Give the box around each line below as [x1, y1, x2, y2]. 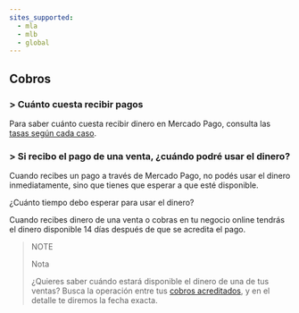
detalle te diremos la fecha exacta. [30, 295, 158, 306]
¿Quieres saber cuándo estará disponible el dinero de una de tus [30, 276, 270, 287]
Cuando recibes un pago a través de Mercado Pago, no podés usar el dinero [9, 171, 291, 182]
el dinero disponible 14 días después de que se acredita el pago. [9, 224, 246, 235]
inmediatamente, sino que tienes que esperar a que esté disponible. [9, 180, 259, 190]
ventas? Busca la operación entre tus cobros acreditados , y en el [30, 285, 270, 296]
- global [17, 38, 50, 47]
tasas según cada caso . [9, 127, 96, 139]
